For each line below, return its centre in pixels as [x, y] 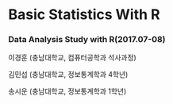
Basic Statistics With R [84, 15]
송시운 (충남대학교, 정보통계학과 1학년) [67, 91]
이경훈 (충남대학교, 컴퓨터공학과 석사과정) [72, 58]
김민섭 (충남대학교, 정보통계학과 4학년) [68, 75]
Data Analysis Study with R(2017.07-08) [87, 40]
